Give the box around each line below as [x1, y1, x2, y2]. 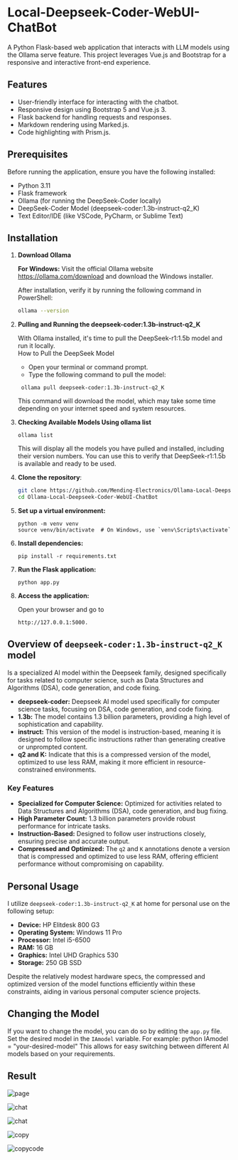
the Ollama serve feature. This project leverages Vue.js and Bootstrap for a [7, 51, 227, 59]
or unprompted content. [17, 742, 88, 751]
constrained [17, 765, 53, 774]
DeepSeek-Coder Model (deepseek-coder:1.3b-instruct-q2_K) [17, 204, 200, 212]
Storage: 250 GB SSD [17, 958, 82, 966]
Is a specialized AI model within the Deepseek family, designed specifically [7, 668, 227, 677]
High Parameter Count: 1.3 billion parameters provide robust [17, 814, 196, 823]
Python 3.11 [17, 181, 51, 189]
